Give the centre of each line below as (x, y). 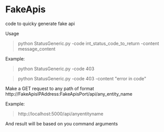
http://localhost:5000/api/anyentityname (60, 114)
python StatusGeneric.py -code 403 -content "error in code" (82, 78)
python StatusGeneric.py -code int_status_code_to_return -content (88, 43)
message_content (37, 49)
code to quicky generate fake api (40, 24)
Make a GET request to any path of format (50, 89)
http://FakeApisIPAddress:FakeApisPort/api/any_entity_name (69, 94)
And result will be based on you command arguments (61, 123)
